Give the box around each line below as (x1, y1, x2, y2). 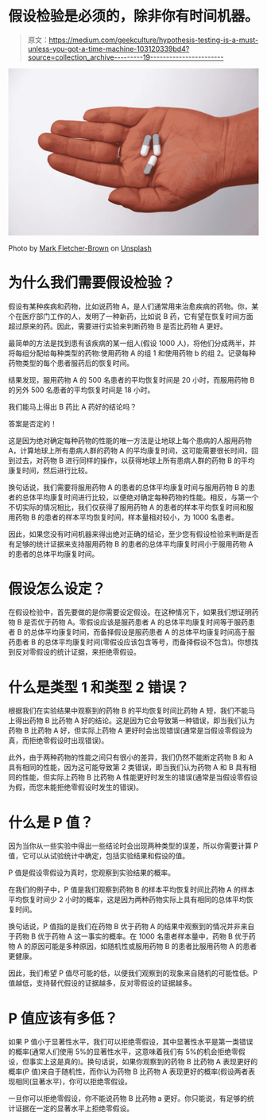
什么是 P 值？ (8, 813, 94, 831)
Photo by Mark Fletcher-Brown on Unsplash (8, 243, 153, 253)
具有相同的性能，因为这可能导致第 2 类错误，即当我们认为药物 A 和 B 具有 (8, 763, 250, 772)
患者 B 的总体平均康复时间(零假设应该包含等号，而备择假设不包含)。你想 (14, 637, 252, 647)
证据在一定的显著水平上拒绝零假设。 (14, 1103, 133, 1114)
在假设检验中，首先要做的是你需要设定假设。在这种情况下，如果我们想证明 (8, 608, 252, 617)
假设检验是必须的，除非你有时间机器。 (8, 7, 260, 25)
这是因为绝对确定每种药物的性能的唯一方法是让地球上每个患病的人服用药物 (8, 435, 252, 445)
